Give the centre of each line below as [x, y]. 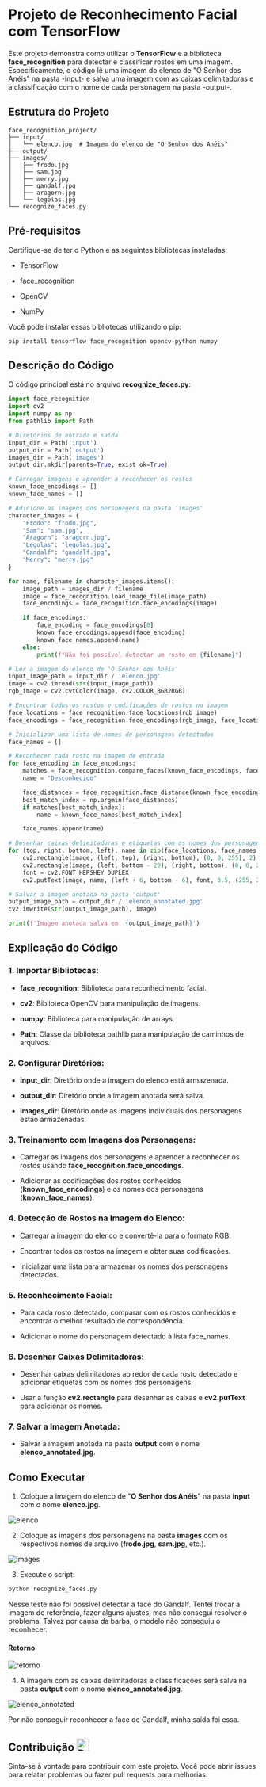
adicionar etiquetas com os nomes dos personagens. [106, 1382]
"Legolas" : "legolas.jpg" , [67, 545]
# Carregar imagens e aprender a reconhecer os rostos [101, 479]
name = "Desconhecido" [60, 778]
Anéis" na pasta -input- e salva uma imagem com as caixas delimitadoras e [131, 78]
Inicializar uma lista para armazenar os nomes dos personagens [123, 1266]
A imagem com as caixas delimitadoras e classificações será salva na [133, 1681]
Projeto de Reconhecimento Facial [123, 15]
